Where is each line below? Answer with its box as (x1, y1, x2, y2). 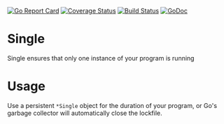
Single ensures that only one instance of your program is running (7, 54, 195, 62)
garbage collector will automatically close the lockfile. (7, 109, 162, 117)
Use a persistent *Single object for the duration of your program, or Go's (7, 101, 218, 109)
